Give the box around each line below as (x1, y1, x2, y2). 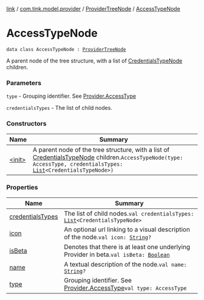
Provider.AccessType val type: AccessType (63, 284, 187, 292)
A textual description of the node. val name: (63, 260, 187, 268)
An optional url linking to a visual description (63, 225, 190, 233)
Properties (6, 183, 38, 192)
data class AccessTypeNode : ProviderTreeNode (6, 46, 126, 52)
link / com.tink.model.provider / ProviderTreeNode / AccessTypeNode (6, 5, 180, 12)
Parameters (6, 78, 41, 87)
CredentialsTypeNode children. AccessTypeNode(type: (32, 153, 183, 162)
